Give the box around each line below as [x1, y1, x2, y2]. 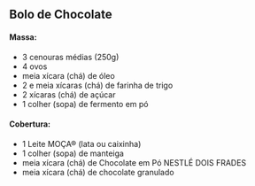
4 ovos [21, 61, 48, 72]
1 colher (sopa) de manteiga [21, 148, 124, 159]
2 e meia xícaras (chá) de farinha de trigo [21, 80, 174, 90]
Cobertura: [9, 119, 51, 129]
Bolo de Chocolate [9, 7, 112, 22]
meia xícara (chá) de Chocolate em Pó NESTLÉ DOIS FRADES [21, 157, 247, 167]
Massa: [9, 31, 37, 43]
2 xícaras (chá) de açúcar [21, 89, 116, 100]
